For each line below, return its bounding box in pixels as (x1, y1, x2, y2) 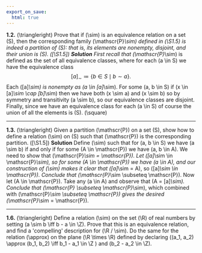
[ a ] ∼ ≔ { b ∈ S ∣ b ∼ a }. (71, 72, 131, 82)
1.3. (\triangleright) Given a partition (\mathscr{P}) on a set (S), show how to (6, 126, 194, 133)
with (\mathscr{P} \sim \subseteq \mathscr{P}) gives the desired (6, 191, 165, 198)
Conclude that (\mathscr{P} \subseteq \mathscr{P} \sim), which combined (6, 184, 189, 191)
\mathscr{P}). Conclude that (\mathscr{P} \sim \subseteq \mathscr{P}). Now (6, 171, 195, 179)
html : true (11, 14, 39, 21)
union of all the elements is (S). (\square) (6, 109, 108, 117)
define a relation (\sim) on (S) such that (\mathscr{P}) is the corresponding (6, 133, 191, 140)
